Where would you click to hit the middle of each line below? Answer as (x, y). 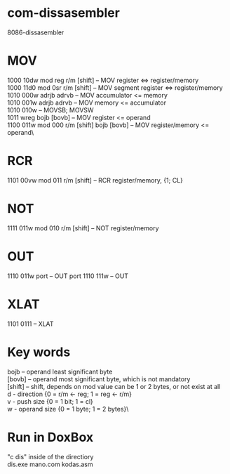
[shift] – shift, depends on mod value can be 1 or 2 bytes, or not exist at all (114, 386)
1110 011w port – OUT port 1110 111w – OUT (68, 276)
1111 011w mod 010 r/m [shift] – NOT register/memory (83, 228)
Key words (39, 352)
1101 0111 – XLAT (31, 324)
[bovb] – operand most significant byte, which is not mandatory (99, 379)
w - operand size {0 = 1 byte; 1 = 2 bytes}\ (68, 409)
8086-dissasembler (36, 32)
